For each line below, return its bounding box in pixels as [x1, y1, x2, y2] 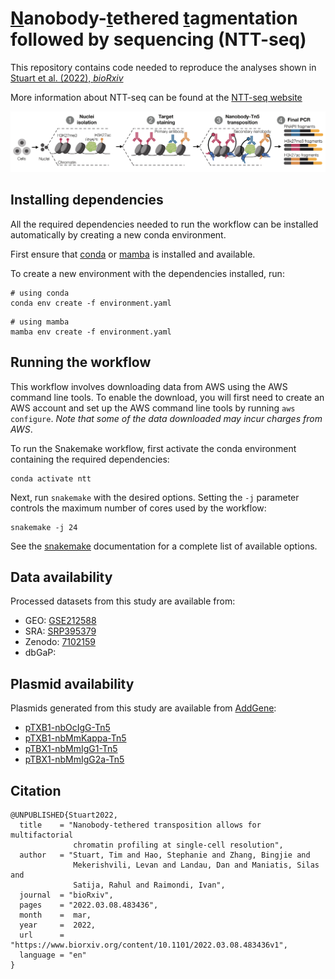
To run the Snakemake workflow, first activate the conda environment [10, 442, 297, 454]
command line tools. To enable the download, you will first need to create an [10, 391, 325, 403]
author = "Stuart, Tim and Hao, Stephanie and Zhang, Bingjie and [19, 850, 311, 860]
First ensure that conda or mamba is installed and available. [10, 248, 256, 260]
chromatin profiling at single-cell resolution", [73, 840, 284, 850]
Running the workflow [10, 354, 152, 371]
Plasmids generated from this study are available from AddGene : [10, 702, 277, 714]
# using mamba [10, 317, 70, 327]
